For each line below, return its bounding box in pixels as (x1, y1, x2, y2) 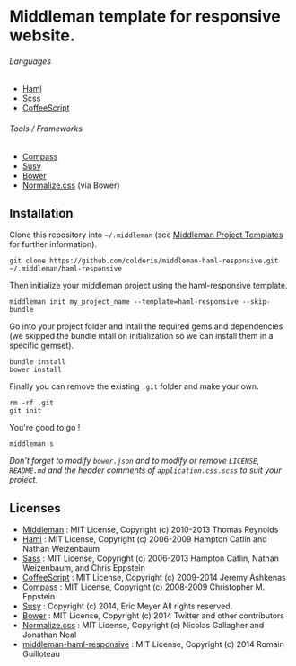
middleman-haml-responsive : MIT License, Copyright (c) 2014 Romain (22, 639, 284, 650)
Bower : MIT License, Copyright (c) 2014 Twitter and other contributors (22, 610, 285, 621)
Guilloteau (22, 649, 60, 660)
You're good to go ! (9, 422, 81, 433)
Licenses (9, 501, 61, 516)
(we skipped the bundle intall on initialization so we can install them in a (9, 331, 274, 342)
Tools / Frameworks (9, 123, 83, 134)
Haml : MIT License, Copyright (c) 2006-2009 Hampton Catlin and (22, 534, 267, 545)
